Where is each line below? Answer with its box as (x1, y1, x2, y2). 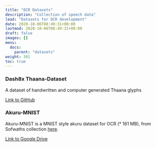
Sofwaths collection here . (5, 126, 59, 132)
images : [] (5, 36, 28, 41)
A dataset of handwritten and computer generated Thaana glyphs (5, 87, 142, 93)
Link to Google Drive (5, 135, 48, 141)
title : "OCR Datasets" (5, 7, 53, 13)
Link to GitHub (5, 97, 35, 103)
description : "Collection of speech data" (5, 12, 96, 17)
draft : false (5, 31, 33, 36)
